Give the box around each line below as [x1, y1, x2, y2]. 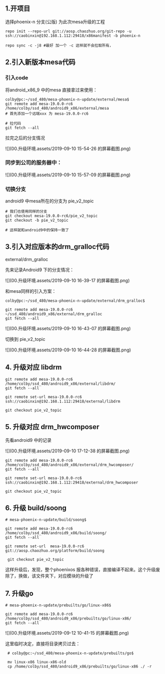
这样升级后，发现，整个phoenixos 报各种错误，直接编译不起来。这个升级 [5, 566, 156, 573]
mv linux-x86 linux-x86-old [7, 660, 66, 665]
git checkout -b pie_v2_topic [5, 218, 69, 223]
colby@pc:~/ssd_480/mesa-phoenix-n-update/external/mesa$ [5, 97, 129, 102]
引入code [5, 74, 29, 81]
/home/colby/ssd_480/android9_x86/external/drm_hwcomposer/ [5, 462, 134, 468]
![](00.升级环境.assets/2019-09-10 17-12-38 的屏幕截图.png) [5, 448, 130, 454]
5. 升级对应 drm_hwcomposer [5, 423, 100, 431]
